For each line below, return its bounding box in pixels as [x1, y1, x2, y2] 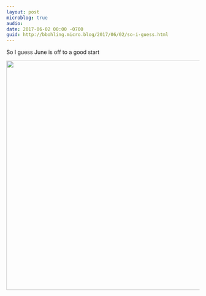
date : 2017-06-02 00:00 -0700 [6, 26, 84, 32]
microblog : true [6, 15, 48, 21]
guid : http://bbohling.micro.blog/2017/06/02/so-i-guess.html [6, 32, 169, 38]
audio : [6, 20, 23, 26]
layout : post [6, 9, 40, 15]
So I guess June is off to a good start [6, 48, 100, 56]
